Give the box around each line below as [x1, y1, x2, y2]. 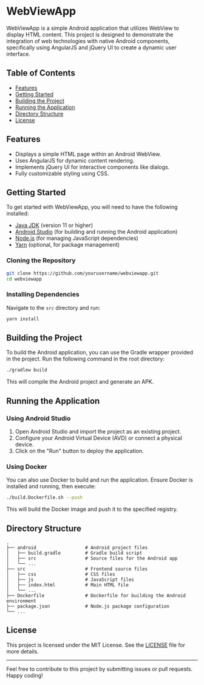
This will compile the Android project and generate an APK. [6, 378, 154, 385]
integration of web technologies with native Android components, [6, 37, 170, 44]
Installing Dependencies [6, 290, 80, 299]
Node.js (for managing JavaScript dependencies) [15, 234, 138, 242]
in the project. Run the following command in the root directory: [6, 355, 165, 363]
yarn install [6, 315, 39, 322]
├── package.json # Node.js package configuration [6, 603, 170, 609]
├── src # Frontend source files [6, 566, 148, 572]
